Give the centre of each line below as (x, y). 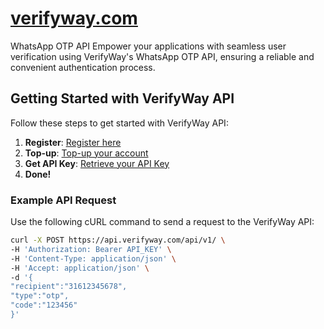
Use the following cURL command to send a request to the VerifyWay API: (162, 222)
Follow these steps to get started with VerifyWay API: (119, 123)
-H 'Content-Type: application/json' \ (93, 258)
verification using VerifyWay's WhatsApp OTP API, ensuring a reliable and (162, 56)
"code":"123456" (44, 305)
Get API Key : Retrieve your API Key (97, 163)
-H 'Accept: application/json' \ (80, 268)
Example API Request (63, 200)
